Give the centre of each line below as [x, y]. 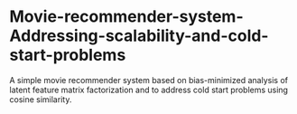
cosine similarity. [41, 99]
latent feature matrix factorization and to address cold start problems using [149, 90]
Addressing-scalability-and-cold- [139, 36]
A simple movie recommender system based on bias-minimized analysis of [149, 80]
